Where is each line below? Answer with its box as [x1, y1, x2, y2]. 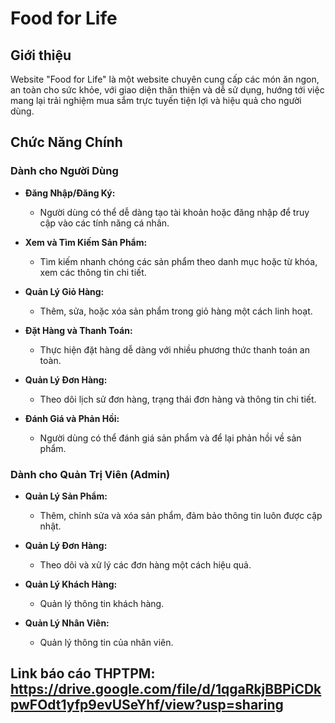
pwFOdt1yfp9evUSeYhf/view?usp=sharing [10, 697, 284, 714]
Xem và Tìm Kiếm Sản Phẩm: [24, 236, 148, 248]
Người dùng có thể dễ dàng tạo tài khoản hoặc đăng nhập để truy [39, 206, 310, 218]
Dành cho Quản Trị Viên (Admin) [10, 467, 171, 481]
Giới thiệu [10, 47, 72, 64]
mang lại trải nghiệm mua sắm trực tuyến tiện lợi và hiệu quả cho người [10, 95, 302, 106]
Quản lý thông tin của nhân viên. [39, 636, 174, 648]
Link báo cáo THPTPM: [10, 665, 156, 682]
